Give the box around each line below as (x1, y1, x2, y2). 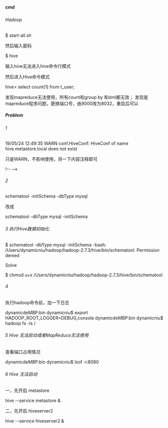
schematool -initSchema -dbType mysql (5, 193, 88, 199)
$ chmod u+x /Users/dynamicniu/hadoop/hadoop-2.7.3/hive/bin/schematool (5, 272, 163, 278)
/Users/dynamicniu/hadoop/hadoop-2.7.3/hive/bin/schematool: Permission (5, 247, 159, 253)
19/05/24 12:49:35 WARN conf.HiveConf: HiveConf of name (5, 141, 129, 147)
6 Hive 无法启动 (5, 371, 38, 377)
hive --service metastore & (5, 397, 61, 404)
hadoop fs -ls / (5, 320, 36, 326)
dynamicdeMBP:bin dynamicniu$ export (5, 309, 88, 315)
